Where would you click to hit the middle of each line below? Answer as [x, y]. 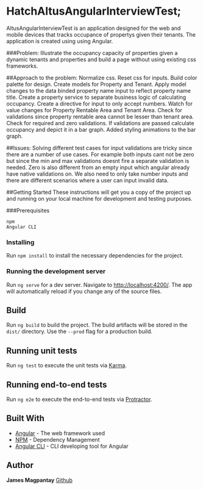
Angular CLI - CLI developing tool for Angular [72, 446]
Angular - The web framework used [60, 433]
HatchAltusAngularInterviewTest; [94, 11]
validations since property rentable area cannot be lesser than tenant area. [100, 117]
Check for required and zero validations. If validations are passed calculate [100, 123]
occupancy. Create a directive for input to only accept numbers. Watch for [100, 103]
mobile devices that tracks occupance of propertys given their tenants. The [101, 34]
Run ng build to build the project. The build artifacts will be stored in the [97, 325]
